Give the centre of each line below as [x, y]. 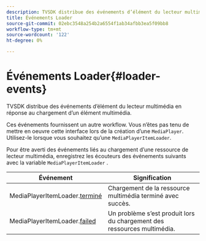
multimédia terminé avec [143, 196]
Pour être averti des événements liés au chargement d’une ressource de [97, 149]
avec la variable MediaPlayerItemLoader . [57, 163]
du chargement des [136, 221]
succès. [119, 203]
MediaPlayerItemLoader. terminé [56, 196]
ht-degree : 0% [25, 40]
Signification [152, 177]
